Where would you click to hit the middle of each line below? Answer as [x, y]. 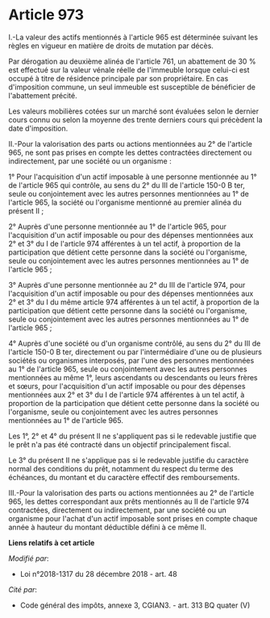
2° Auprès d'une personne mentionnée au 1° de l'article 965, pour [118, 226]
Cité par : [23, 589]
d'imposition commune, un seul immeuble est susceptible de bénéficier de [132, 87]
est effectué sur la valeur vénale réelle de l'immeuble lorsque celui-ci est [129, 69]
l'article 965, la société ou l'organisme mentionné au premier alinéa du [125, 202]
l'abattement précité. [43, 95]
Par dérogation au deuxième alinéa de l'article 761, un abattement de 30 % [132, 61]
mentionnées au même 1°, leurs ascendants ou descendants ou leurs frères [133, 377]
